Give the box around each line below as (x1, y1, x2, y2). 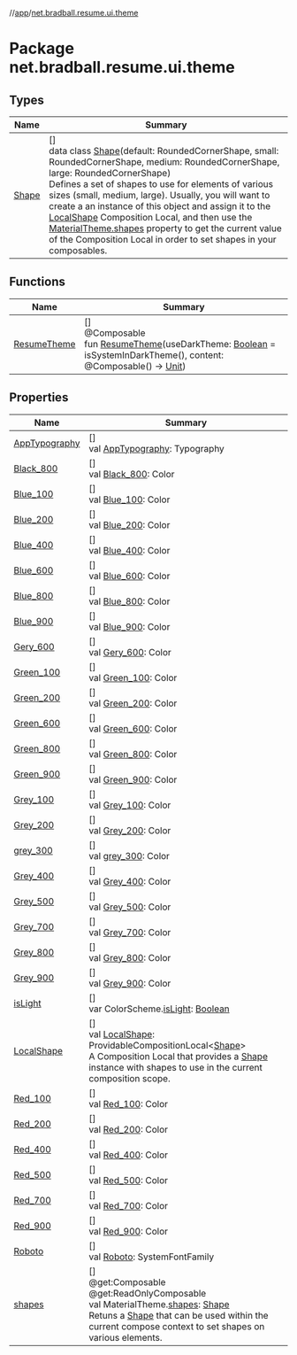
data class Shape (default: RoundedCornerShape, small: (48, 145, 279, 157)
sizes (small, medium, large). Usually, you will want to (48, 190, 270, 201)
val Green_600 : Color (88, 722, 178, 734)
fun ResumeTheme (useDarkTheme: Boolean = (83, 337, 277, 350)
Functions (9, 275, 66, 290)
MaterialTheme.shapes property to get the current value (48, 222, 282, 234)
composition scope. (88, 1072, 171, 1084)
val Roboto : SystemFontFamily (88, 1250, 215, 1263)
